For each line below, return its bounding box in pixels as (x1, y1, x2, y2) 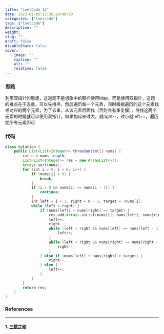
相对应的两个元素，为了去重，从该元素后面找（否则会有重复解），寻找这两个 (5, 107, 157, 113)
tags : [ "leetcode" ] (5, 21, 45, 26)
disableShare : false (5, 43, 47, 48)
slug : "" (5, 35, 23, 40)
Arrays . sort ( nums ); (22, 163, 62, 167)
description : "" (5, 25, 38, 30)
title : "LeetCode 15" (5, 7, 49, 12)
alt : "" (14, 62, 29, 66)
